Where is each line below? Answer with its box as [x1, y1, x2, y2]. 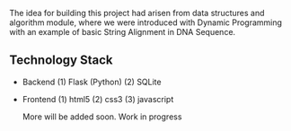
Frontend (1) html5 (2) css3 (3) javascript [22, 93, 174, 104]
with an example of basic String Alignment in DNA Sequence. [9, 27, 236, 37]
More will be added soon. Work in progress [22, 111, 182, 122]
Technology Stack [9, 53, 113, 68]
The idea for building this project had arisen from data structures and [9, 8, 265, 18]
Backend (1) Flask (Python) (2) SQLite [22, 76, 162, 87]
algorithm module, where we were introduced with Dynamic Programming [9, 17, 283, 28]
